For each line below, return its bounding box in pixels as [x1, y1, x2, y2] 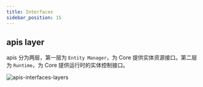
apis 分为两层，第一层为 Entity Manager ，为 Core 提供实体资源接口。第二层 [6, 54, 197, 61]
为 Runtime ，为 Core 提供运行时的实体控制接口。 [6, 61, 129, 69]
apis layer [6, 37, 45, 47]
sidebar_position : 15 [6, 15, 62, 21]
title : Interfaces [6, 9, 53, 15]
